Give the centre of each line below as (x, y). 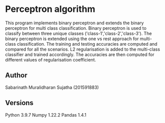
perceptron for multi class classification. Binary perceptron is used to (76, 28)
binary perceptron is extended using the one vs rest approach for (72, 39)
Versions (19, 103)
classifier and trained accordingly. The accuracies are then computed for (80, 54)
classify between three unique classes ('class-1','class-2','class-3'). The (79, 33)
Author (16, 75)
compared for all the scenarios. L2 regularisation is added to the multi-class (83, 49)
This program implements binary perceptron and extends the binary (75, 23)
